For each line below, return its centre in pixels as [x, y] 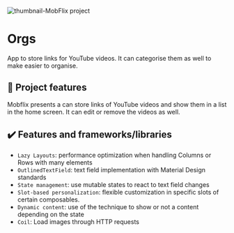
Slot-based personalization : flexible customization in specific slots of [118, 192]
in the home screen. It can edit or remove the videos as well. [94, 112]
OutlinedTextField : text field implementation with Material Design [111, 170]
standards [32, 177]
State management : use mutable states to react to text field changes [114, 184]
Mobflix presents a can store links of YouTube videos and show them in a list [117, 104]
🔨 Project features [47, 88]
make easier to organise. [42, 66]
